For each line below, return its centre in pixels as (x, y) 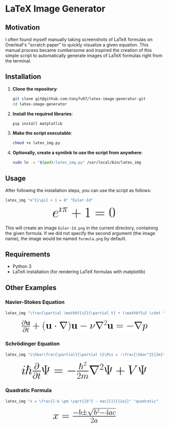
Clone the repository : (35, 89)
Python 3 (22, 266)
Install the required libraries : (43, 113)
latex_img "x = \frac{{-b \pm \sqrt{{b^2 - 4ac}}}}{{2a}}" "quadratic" (82, 401)
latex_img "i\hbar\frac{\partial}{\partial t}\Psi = (62, 355)
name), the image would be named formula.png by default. (66, 238)
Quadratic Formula (28, 390)
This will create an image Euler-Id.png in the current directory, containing (82, 228)
